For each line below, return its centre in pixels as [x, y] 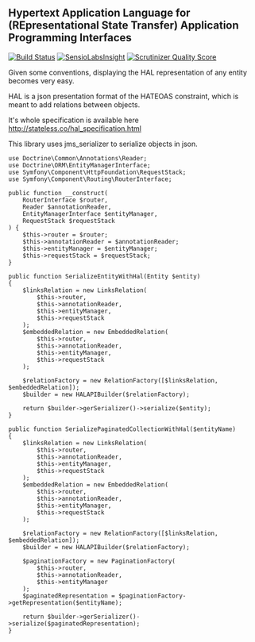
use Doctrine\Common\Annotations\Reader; [78, 158]
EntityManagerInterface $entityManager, [90, 213]
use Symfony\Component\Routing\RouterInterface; [90, 179]
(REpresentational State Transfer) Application [124, 26]
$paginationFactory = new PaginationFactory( [99, 561]
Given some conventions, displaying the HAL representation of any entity [128, 72]
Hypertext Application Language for [99, 13]
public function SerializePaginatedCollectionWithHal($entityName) [122, 429]
